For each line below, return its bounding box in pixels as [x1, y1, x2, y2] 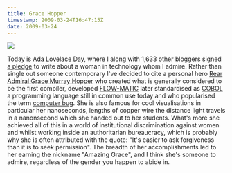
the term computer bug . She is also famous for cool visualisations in [7, 99, 202, 107]
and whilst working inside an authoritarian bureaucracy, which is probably [7, 129, 218, 137]
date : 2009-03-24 [7, 23, 57, 30]
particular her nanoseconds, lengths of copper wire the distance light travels [7, 107, 226, 115]
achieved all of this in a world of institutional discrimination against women [7, 121, 220, 129]
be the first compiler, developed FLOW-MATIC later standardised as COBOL [7, 84, 223, 93]
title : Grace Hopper [7, 10, 67, 17]
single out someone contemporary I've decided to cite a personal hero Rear [7, 70, 223, 78]
